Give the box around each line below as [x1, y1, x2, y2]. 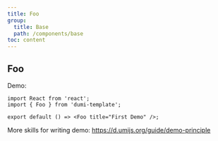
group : [7, 17, 27, 24]
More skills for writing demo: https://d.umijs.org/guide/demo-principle [7, 125, 211, 134]
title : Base [13, 23, 49, 30]
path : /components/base [13, 30, 83, 37]
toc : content [7, 37, 46, 44]
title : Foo [7, 10, 40, 18]
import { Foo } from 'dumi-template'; [7, 101, 121, 108]
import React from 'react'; [7, 94, 90, 102]
